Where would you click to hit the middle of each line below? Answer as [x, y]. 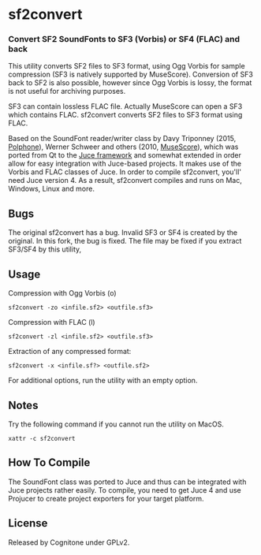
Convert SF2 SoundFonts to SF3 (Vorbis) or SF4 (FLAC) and [124, 39]
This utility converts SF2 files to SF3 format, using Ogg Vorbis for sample [127, 66]
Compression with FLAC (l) [52, 322]
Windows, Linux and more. [51, 189]
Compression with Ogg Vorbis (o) [62, 293]
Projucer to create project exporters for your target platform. [106, 498]
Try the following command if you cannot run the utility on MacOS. [116, 424]
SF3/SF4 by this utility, [45, 249]
